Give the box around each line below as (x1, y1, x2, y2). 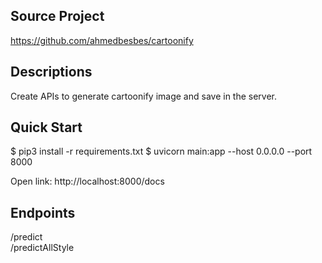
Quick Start (10, 119, 83, 136)
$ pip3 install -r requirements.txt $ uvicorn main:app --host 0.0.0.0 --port (10, 145, 313, 158)
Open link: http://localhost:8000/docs (10, 175, 165, 188)
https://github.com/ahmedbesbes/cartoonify (10, 34, 194, 46)
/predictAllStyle (10, 242, 75, 254)
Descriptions (10, 64, 93, 81)
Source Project (10, 8, 105, 25)
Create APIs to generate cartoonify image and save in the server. (10, 90, 278, 102)
